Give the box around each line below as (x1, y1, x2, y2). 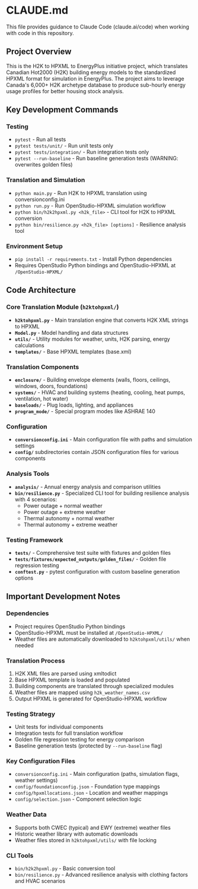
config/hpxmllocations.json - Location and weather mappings (14, 789, 168, 797)
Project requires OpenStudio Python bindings (14, 623, 126, 630)
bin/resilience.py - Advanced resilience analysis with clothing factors (14, 871, 189, 878)
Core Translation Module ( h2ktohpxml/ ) (6, 303, 120, 311)
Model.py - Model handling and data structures (14, 329, 129, 336)
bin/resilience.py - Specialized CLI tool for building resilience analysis (14, 490, 190, 497)
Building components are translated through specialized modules (14, 682, 174, 689)
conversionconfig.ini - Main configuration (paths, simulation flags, (14, 770, 180, 778)
